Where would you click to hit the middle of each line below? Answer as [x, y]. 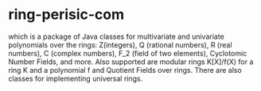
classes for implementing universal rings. [76, 78]
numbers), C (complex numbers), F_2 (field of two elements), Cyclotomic [128, 53]
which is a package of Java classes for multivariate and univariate [116, 36]
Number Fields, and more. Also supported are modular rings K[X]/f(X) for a [131, 62]
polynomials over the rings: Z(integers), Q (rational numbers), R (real [120, 44]
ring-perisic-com [66, 15]
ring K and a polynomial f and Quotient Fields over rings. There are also [125, 70]
